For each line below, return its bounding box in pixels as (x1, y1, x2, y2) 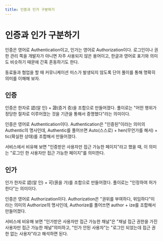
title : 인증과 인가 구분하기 (5, 7, 55, 12)
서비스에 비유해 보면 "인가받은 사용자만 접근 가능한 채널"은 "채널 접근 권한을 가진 (5, 219, 158, 224)
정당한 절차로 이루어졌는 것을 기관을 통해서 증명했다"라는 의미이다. (5, 111, 130, 117)
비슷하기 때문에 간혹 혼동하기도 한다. (10, 59, 79, 65)
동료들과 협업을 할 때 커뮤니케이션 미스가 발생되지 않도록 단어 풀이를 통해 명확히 (5, 69, 156, 75)
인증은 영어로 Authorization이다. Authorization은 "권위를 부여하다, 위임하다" (5, 196, 151, 202)
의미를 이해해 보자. (5, 75, 40, 81)
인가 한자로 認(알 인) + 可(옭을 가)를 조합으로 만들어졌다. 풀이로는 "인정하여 (5, 180, 148, 185)
